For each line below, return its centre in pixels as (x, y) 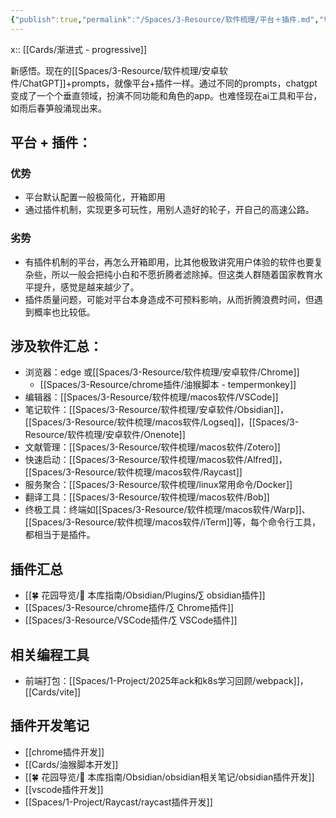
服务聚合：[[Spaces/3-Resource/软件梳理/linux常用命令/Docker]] (158, 485)
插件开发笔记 (50, 726)
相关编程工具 (50, 654)
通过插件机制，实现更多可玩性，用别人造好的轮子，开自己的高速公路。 (169, 210)
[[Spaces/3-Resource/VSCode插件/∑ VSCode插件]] (131, 620)
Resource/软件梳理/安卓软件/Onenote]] (105, 435)
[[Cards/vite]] (53, 692)
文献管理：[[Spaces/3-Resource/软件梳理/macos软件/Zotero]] (152, 447)
